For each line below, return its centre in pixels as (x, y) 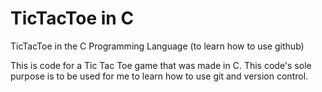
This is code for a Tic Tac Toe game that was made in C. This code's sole (161, 65)
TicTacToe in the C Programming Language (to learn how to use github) (157, 46)
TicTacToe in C (72, 18)
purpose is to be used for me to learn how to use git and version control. (159, 76)
